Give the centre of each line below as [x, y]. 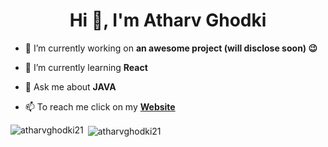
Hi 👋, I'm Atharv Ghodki [168, 20]
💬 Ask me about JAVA [70, 86]
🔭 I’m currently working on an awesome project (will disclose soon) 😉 [171, 48]
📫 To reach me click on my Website [100, 106]
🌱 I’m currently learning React [86, 67]
